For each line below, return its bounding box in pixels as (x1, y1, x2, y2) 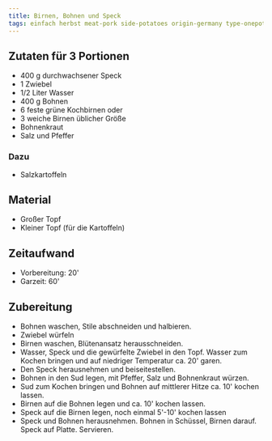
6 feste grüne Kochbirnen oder (19, 105, 123, 115)
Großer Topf (19, 214, 62, 224)
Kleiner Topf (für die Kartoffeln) (19, 223, 125, 233)
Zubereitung (8, 300, 73, 314)
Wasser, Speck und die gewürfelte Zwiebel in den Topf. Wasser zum (19, 347, 249, 357)
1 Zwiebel (19, 79, 53, 89)
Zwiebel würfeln (19, 330, 74, 340)
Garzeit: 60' (19, 277, 60, 286)
